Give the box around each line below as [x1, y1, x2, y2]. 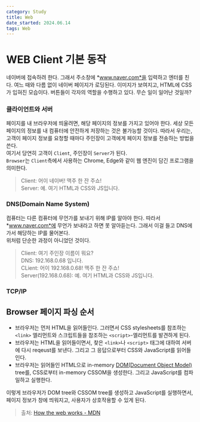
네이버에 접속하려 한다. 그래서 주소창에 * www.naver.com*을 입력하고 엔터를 [6, 74, 183, 81]
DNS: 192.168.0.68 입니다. [20, 257, 84, 264]
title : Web [6, 14, 33, 20]
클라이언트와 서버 [6, 105, 53, 113]
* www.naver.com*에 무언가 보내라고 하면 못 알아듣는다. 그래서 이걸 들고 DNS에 [6, 221, 193, 229]
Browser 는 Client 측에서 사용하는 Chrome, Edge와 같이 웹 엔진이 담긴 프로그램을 [6, 157, 194, 164]
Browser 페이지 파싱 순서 [6, 307, 94, 317]
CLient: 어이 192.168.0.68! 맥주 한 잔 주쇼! [20, 264, 119, 272]
